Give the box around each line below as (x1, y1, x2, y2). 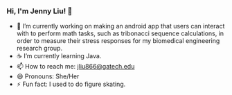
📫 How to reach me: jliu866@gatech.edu (16, 62, 135, 71)
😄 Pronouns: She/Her (16, 72, 80, 80)
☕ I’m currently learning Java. (16, 52, 102, 60)
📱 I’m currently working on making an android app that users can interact (16, 22, 225, 31)
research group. (16, 44, 63, 53)
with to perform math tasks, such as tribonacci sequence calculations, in (16, 29, 224, 37)
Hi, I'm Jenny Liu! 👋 (6, 6, 73, 16)
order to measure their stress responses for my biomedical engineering (16, 37, 220, 45)
